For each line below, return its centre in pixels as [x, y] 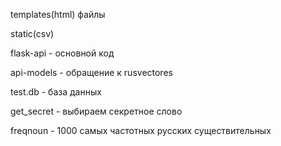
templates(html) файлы [58, 14]
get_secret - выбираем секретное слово [96, 111]
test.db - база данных [56, 92]
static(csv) [32, 33]
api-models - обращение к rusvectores [91, 72]
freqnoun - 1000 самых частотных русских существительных [141, 130]
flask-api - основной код [62, 53]
